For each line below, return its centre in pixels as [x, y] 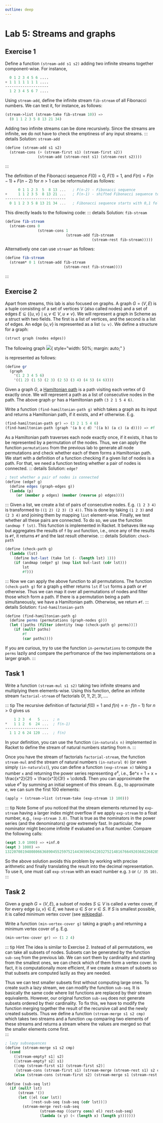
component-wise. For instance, [36, 68]
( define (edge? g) [24, 482]
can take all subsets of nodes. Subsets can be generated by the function [78, 952]
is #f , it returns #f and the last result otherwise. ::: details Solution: [71, 536]
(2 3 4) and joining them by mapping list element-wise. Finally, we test [77, 515]
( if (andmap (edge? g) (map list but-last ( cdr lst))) [70, 562]
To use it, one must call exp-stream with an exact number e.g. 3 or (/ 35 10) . [81, 871]
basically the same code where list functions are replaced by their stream [78, 993]
